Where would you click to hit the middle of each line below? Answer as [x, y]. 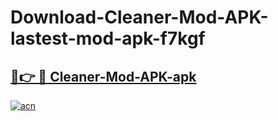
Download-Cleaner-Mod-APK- [139, 17]
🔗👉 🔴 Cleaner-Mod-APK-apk [103, 76]
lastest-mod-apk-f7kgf [108, 38]
